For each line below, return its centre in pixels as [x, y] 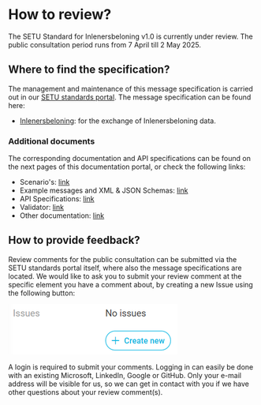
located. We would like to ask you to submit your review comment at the [125, 276]
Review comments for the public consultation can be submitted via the [123, 259]
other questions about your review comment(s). [86, 392]
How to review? [60, 15]
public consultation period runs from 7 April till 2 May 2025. [104, 44]
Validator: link [42, 208]
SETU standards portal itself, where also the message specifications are [125, 268]
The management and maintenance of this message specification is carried [131, 88]
